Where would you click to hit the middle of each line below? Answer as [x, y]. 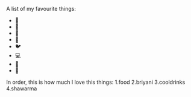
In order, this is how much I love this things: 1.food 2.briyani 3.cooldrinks [96, 82]
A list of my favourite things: [41, 9]
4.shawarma [22, 89]
